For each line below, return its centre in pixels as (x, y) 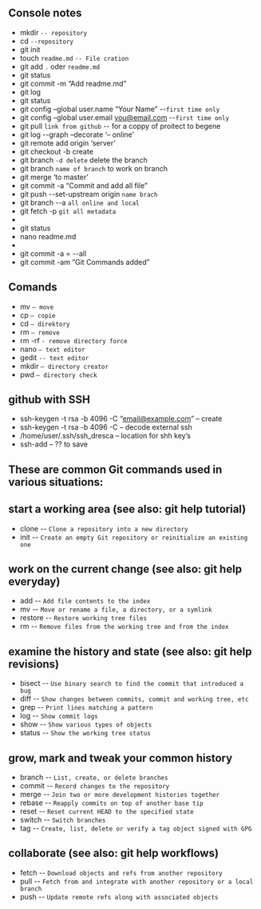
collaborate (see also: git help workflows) (114, 853)
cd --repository (47, 41)
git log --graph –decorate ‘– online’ (77, 134)
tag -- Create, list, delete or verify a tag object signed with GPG (136, 828)
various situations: (56, 482)
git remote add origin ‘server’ (67, 142)
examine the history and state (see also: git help (130, 651)
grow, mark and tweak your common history (121, 758)
